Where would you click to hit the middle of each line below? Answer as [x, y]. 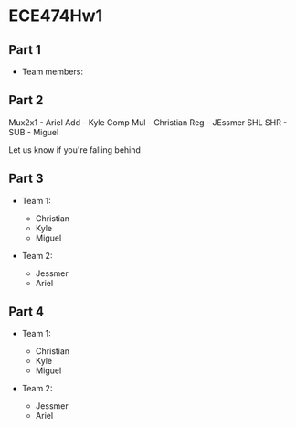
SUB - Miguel [34, 132]
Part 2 [26, 100]
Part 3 [26, 179]
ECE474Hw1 [56, 16]
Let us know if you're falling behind [74, 150]
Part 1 [25, 50]
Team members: [53, 71]
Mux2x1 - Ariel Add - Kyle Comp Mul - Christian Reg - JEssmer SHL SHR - [148, 122]
